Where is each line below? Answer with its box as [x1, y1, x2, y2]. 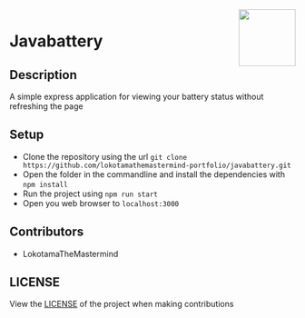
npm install [22, 180, 68, 189]
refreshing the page [9, 101, 84, 112]
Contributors [9, 224, 84, 240]
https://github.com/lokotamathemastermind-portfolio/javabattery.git [22, 161, 292, 170]
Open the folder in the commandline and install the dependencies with [22, 168, 286, 180]
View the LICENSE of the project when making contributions [9, 299, 234, 310]
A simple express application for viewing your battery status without [9, 91, 264, 102]
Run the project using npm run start [22, 188, 159, 199]
